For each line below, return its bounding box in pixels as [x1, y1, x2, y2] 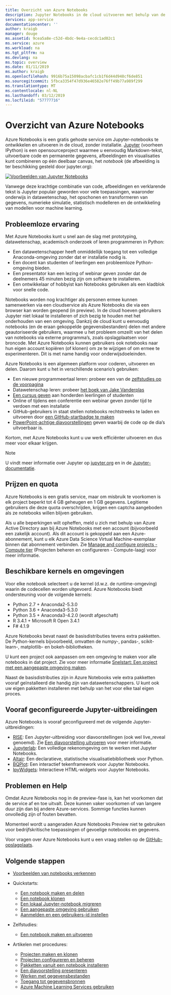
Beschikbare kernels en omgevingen [5, 567, 124, 576]
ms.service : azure [5, 41, 44, 46]
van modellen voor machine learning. [5, 205, 83, 211]
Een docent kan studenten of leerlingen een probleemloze [12, 260, 135, 265]
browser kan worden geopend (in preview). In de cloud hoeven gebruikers [5, 307, 162, 313]
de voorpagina [12, 381, 44, 387]
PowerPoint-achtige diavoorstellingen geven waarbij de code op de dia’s [12, 419, 165, 425]
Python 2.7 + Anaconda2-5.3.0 [12, 601, 78, 607]
